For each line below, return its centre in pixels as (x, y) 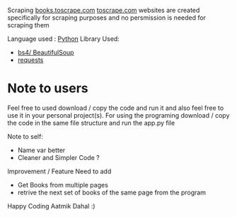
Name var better (41, 150)
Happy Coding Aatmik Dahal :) (51, 206)
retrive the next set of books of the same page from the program (112, 192)
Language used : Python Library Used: (64, 39)
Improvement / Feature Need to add (59, 171)
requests (30, 60)
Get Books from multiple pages (63, 185)
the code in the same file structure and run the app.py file (91, 123)
